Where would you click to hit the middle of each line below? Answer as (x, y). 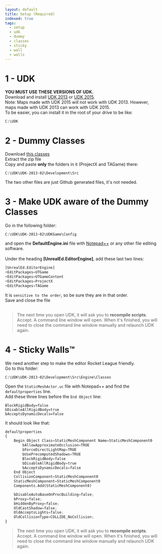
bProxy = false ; (28, 499)
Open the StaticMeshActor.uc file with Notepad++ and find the (67, 386)
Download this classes (27, 154)
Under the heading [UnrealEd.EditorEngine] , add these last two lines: (74, 259)
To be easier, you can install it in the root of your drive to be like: (69, 112)
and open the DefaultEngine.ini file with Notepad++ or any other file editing (81, 243)
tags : (10, 23)
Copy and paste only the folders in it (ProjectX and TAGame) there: (72, 164)
